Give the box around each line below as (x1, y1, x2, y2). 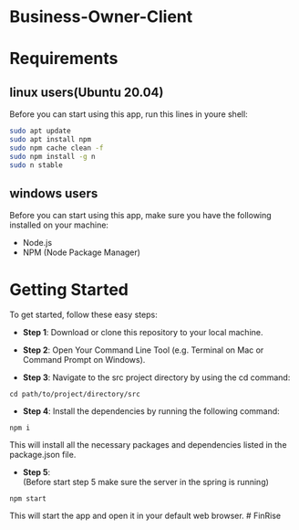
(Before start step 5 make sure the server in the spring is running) (22, 477, 269, 488)
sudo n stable (9, 160, 64, 170)
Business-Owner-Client (9, 6, 193, 27)
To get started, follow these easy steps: (9, 309, 158, 321)
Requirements (9, 48, 119, 69)
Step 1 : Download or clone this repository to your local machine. (22, 327, 263, 338)
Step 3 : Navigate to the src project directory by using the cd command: (22, 372, 291, 383)
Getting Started (9, 279, 129, 300)
